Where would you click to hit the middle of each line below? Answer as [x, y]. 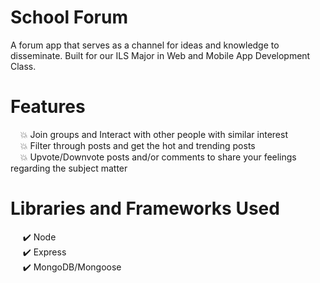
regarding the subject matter [69, 168]
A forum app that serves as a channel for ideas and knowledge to [145, 45]
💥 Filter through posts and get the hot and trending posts [137, 145]
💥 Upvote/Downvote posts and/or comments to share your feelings [158, 157]
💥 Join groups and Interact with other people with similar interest [153, 134]
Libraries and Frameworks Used [145, 208]
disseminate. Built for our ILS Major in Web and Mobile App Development [160, 55]
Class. [23, 66]
